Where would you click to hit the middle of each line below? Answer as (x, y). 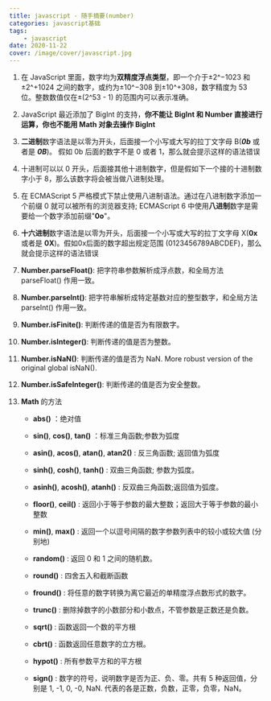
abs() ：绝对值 (57, 419)
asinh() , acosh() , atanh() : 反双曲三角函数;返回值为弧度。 (128, 487)
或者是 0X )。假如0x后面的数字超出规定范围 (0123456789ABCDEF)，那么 (141, 243)
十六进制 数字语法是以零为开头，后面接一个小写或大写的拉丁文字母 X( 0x (139, 233)
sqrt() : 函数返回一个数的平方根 (84, 627)
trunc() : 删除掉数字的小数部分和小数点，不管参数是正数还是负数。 (143, 610)
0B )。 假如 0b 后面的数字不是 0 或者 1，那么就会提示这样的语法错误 (148, 151)
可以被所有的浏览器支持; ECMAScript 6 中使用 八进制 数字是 (154, 206)
